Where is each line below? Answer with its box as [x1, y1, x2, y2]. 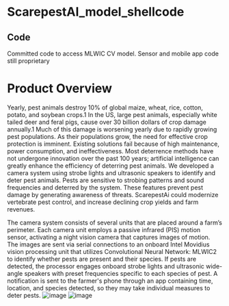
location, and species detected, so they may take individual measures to [7, 283, 211, 292]
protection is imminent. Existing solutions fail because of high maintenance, [7, 140, 220, 148]
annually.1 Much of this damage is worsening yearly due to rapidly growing [7, 125, 217, 133]
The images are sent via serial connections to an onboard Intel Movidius [7, 240, 210, 248]
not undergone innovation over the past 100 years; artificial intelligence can [7, 154, 219, 162]
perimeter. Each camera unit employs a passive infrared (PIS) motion [7, 225, 201, 233]
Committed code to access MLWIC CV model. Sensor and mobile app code [7, 49, 219, 58]
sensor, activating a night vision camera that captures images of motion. [7, 233, 211, 241]
